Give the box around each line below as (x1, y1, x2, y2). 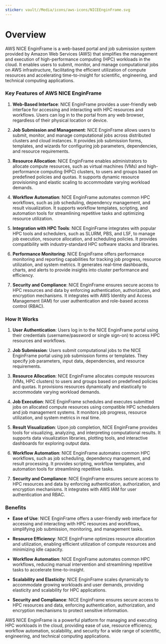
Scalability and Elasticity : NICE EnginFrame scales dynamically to (12, 576, 149, 582)
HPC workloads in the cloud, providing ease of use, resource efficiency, (5, 622, 153, 628)
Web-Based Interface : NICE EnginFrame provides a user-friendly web (12, 101, 157, 107)
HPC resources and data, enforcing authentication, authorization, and (12, 602, 156, 608)
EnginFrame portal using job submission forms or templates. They (12, 353, 148, 359)
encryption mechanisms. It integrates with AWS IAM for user (12, 486, 137, 492)
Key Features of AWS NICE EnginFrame (5, 90, 102, 97)
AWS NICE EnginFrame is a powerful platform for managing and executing (5, 617, 158, 623)
